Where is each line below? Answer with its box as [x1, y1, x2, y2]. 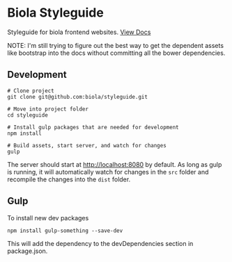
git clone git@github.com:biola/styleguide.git [7, 93, 148, 100]
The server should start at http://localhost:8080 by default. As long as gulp [7, 160, 222, 168]
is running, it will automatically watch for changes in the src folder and [7, 167, 209, 176]
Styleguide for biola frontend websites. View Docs [7, 28, 151, 36]
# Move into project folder [7, 106, 89, 113]
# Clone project [7, 87, 54, 95]
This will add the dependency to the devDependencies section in [7, 239, 194, 247]
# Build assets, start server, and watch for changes [7, 142, 167, 149]
